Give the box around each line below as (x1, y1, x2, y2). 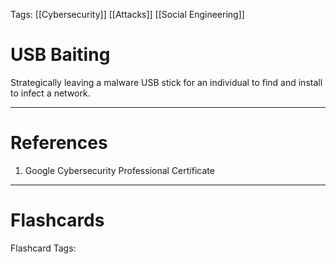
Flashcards (10, 209, 105, 232)
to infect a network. (10, 87, 91, 99)
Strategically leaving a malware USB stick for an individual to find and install (10, 76, 323, 88)
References (10, 132, 108, 154)
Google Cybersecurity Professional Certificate (24, 164, 215, 176)
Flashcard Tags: (10, 242, 77, 254)
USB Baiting (10, 44, 111, 66)
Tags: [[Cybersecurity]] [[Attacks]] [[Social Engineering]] (10, 9, 245, 20)
